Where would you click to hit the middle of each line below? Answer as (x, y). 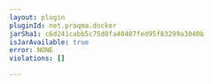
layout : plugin (37, 17)
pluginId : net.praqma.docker (63, 26)
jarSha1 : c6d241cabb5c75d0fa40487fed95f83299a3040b (106, 34)
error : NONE (31, 50)
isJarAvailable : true (49, 42)
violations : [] (37, 58)
